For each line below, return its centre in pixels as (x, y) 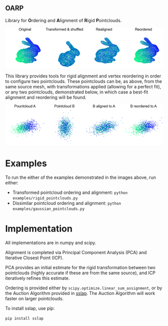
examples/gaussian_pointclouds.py (48, 209)
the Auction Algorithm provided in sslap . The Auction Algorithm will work (80, 293)
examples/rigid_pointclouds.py (45, 198)
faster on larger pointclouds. (35, 298)
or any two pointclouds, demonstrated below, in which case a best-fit (77, 92)
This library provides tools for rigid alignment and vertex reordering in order (83, 76)
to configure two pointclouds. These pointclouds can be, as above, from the (83, 81)
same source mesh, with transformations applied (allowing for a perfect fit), (83, 86)
